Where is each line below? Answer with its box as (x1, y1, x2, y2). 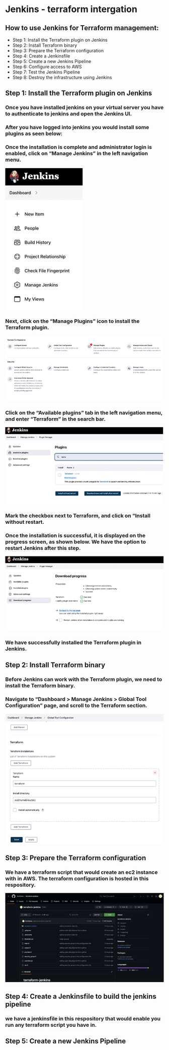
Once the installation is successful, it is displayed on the (5, 532, 146, 539)
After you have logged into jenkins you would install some (5, 124, 149, 131)
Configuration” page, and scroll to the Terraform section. (5, 702, 147, 709)
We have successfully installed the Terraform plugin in (5, 639, 142, 646)
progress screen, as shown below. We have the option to (5, 538, 146, 545)
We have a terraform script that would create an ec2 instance (5, 869, 158, 876)
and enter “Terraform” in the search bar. (5, 415, 106, 423)
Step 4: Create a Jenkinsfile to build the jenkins (5, 992, 157, 1001)
